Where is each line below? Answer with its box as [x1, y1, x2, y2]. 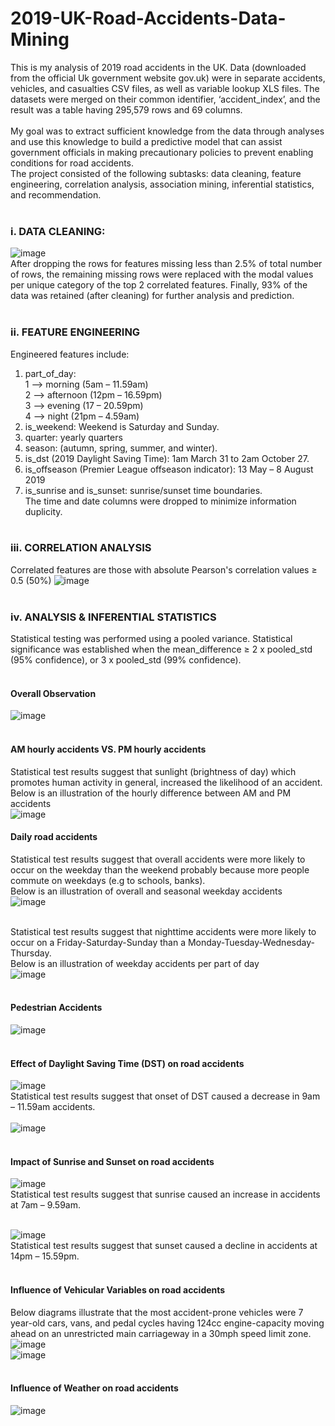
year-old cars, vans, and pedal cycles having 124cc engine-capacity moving [10, 1317, 325, 1329]
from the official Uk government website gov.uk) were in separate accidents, [10, 72, 326, 84]
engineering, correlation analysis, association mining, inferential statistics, [10, 178, 315, 190]
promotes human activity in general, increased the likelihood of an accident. [10, 776, 323, 788]
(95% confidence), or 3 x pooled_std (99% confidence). [10, 654, 242, 666]
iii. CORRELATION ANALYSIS [10, 541, 152, 555]
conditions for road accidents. [10, 157, 135, 169]
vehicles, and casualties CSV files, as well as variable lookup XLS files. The [10, 82, 320, 94]
